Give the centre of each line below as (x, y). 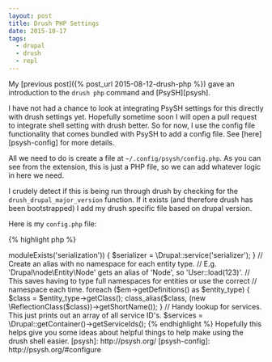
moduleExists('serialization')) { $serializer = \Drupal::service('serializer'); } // (136, 255)
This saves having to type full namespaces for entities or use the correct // (133, 280)
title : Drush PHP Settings (54, 23)
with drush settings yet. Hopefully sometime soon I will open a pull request (133, 116)
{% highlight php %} (42, 239)
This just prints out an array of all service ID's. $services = (106, 315)
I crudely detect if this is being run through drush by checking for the (123, 191)
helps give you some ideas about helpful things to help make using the (126, 332)
